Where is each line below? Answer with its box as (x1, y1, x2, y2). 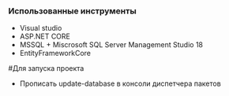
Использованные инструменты (8, 6, 137, 17)
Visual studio (19, 24, 62, 33)
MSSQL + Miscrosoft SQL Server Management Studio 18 (19, 40, 204, 50)
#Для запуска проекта (8, 64, 84, 73)
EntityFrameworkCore (19, 49, 91, 58)
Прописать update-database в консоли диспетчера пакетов (19, 79, 221, 88)
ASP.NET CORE (19, 31, 71, 41)
